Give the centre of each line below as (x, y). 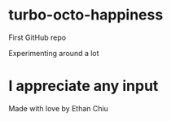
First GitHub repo (37, 37)
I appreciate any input (83, 86)
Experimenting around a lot (54, 53)
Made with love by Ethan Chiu (58, 108)
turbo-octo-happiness (86, 15)
